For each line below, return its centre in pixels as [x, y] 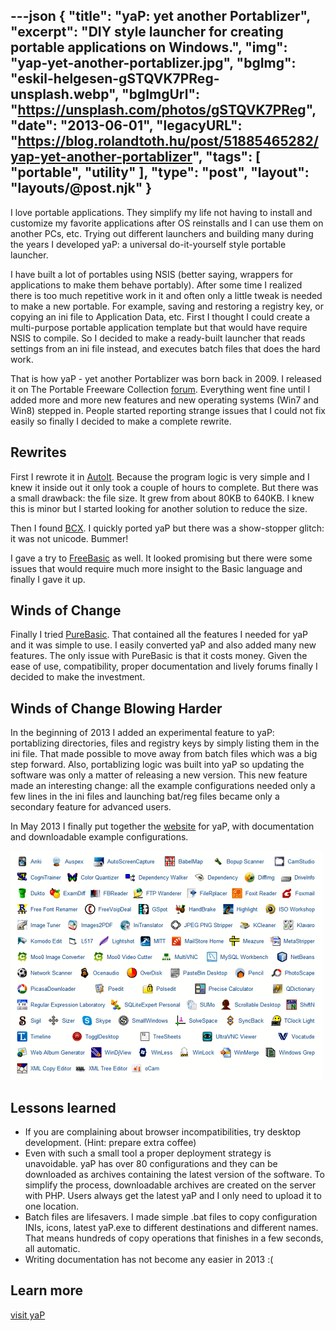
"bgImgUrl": [161, 94]
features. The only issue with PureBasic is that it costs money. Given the [159, 656]
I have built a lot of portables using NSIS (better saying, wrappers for [152, 274]
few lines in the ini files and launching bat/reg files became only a [145, 796]
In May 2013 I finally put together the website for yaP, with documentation [162, 826]
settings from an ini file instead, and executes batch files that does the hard [165, 348]
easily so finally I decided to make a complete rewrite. [121, 421]
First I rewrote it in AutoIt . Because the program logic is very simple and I [160, 476]
